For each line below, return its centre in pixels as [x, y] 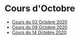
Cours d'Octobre [40, 9]
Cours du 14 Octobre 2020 [39, 32]
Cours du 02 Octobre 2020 [40, 22]
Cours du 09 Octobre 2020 [40, 27]
